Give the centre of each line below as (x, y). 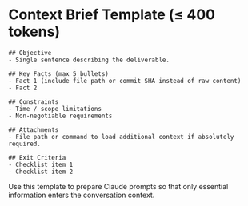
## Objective (30, 53)
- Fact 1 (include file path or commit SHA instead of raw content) (125, 81)
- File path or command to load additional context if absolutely (121, 137)
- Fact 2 (23, 88)
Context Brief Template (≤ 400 (112, 15)
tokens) (34, 32)
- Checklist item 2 (41, 172)
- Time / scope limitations (55, 109)
